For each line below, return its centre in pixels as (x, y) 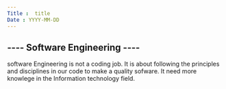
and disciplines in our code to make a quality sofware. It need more (102, 71)
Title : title (29, 13)
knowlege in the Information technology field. (71, 79)
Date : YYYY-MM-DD (33, 20)
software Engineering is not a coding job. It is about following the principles (113, 64)
